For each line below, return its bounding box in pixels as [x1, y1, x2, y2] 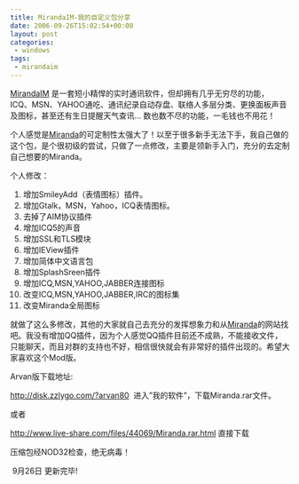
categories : [10, 37, 54, 47]
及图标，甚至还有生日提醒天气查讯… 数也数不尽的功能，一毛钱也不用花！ [10, 110, 276, 121]
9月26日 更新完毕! [12, 465, 78, 476]
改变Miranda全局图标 [22, 299, 100, 311]
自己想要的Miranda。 [10, 151, 87, 162]
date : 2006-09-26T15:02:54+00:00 [10, 21, 134, 30]
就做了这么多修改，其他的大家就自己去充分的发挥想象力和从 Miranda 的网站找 [10, 319, 289, 329]
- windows [13, 46, 51, 55]
